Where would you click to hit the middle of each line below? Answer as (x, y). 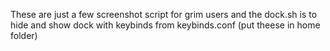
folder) (24, 35)
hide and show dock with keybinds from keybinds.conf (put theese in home (165, 25)
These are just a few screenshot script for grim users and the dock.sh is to (164, 14)
